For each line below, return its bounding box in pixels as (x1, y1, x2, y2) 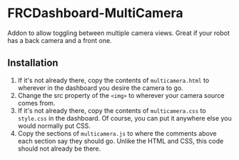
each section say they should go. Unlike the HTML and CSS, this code (17, 136, 224, 145)
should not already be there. (17, 144, 101, 153)
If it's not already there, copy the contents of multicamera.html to (17, 76, 210, 84)
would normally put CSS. (17, 121, 91, 130)
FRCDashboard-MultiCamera (7, 5, 183, 21)
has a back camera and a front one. (7, 36, 112, 44)
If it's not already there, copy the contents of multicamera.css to (17, 106, 206, 115)
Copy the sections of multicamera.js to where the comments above (17, 129, 217, 137)
